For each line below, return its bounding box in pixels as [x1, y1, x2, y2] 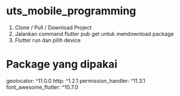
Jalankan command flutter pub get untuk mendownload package [14, 30, 174, 37]
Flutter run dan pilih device [14, 36, 81, 44]
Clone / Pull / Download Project [14, 24, 92, 31]
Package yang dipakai [6, 58, 118, 71]
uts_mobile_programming [6, 4, 136, 18]
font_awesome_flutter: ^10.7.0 [6, 83, 79, 91]
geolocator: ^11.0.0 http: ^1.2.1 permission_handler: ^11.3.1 [6, 77, 145, 84]
